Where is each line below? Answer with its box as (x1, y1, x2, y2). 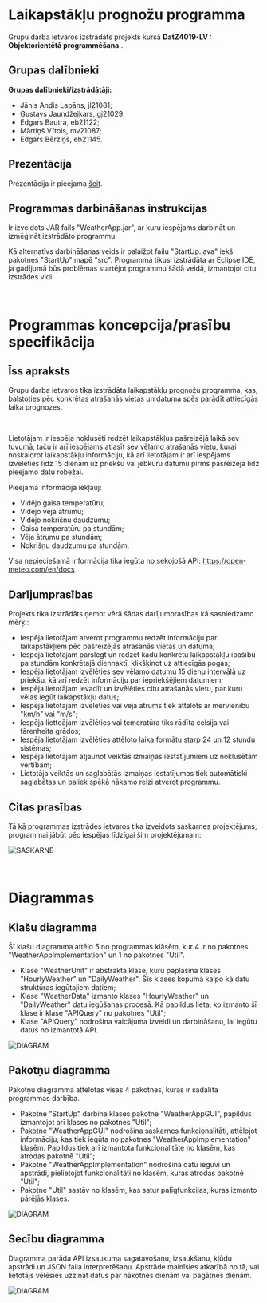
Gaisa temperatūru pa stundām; (19, 524, 124, 533)
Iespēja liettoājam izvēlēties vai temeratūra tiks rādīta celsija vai (19, 718, 230, 727)
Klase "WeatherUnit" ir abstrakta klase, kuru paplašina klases (19, 966, 222, 975)
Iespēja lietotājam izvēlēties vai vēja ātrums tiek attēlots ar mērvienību (19, 701, 250, 711)
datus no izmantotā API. (19, 1025, 99, 1035)
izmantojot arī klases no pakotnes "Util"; (19, 1117, 152, 1127)
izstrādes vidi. (8, 272, 54, 282)
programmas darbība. (8, 1093, 80, 1103)
